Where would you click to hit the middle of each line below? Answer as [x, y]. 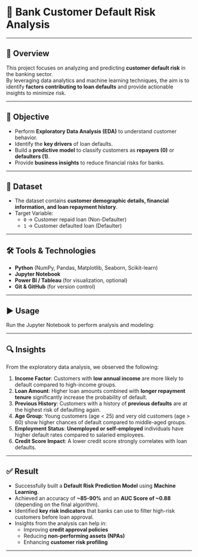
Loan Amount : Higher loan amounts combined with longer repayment [100, 391]
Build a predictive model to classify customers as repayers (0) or [95, 150]
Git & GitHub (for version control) [55, 287]
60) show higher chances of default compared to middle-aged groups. [100, 422]
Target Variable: [34, 213]
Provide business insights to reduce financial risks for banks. [90, 162]
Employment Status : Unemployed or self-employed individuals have [99, 428]
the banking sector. [29, 74]
